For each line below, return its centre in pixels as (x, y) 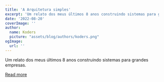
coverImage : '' (20, 23)
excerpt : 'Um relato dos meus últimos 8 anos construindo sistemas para (81, 14)
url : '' (17, 46)
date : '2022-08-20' (25, 19)
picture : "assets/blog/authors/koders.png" (54, 37)
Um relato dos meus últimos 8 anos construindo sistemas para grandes (77, 60)
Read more (16, 74)
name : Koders (23, 32)
